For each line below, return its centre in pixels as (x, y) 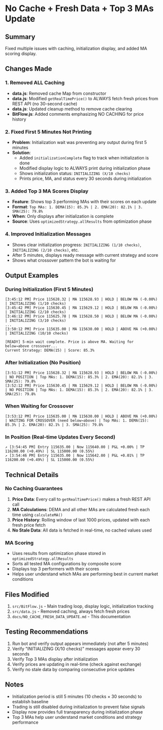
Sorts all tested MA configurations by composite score (67, 564)
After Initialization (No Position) (43, 363)
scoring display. (21, 53)
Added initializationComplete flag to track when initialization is (84, 158)
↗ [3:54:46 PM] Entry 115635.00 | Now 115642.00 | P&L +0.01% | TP (75, 456)
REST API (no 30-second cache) (45, 104)
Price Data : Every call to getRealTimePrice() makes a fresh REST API (81, 499)
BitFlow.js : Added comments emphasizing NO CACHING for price (78, 114)
